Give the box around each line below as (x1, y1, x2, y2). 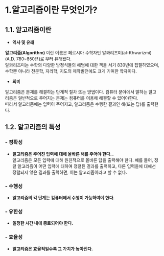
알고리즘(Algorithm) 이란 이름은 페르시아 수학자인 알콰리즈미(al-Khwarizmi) (5, 50, 152, 55)
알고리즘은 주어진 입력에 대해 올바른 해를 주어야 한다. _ (12, 151, 114, 157)
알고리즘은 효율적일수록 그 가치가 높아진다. (12, 246, 93, 252)
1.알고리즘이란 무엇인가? (5, 4, 98, 16)
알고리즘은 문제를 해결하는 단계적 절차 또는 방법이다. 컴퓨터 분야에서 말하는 (5, 89, 148, 94)
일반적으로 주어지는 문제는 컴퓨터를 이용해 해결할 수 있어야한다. (18, 95, 139, 101)
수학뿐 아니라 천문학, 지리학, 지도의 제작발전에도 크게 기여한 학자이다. (5, 68, 137, 74)
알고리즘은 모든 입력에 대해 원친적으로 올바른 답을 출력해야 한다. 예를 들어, (12, 157, 153, 163)
